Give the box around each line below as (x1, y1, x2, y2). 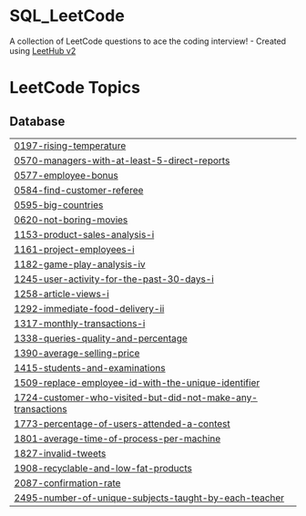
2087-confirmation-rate (14, 476, 121, 489)
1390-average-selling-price (14, 346, 140, 359)
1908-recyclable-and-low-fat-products (14, 461, 193, 474)
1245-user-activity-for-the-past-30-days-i (14, 273, 214, 285)
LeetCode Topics (9, 77, 141, 98)
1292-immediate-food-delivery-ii (14, 302, 165, 315)
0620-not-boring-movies (14, 213, 128, 226)
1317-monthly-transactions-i (14, 316, 146, 329)
